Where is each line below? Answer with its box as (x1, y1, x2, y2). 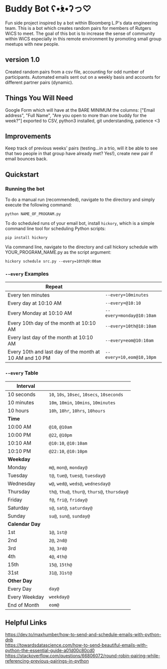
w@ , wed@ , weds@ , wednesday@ (49, 480, 111, 487)
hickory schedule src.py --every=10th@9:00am (5, 259, 101, 264)
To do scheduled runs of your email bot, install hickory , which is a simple (5, 220, 155, 226)
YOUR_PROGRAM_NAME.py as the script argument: (5, 249, 112, 255)
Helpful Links (5, 619, 47, 627)
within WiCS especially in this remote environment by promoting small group (5, 35, 162, 41)
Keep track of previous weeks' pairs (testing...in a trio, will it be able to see (5, 145, 158, 151)
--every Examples (5, 270, 49, 277)
